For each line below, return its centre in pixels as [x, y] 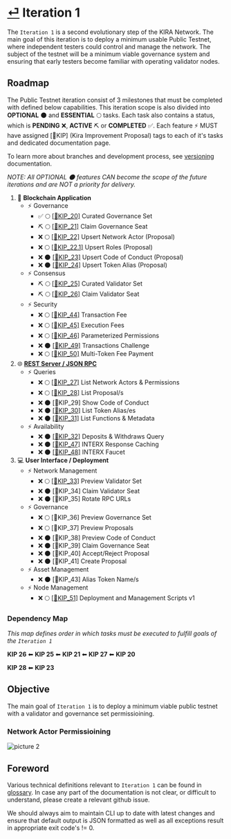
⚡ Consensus [46, 273]
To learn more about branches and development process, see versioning [111, 156]
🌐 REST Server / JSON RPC [57, 363]
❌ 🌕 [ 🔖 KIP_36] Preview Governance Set [95, 517]
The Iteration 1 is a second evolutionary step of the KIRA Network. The [111, 32]
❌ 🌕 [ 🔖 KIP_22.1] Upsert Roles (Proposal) [95, 247]
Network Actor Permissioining [59, 731]
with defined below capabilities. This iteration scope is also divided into [109, 107]
